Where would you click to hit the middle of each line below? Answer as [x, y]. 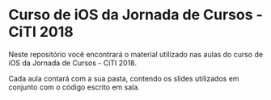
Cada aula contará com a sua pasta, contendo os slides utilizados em [124, 78]
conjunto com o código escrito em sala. [74, 87]
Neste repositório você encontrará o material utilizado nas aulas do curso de [136, 54]
